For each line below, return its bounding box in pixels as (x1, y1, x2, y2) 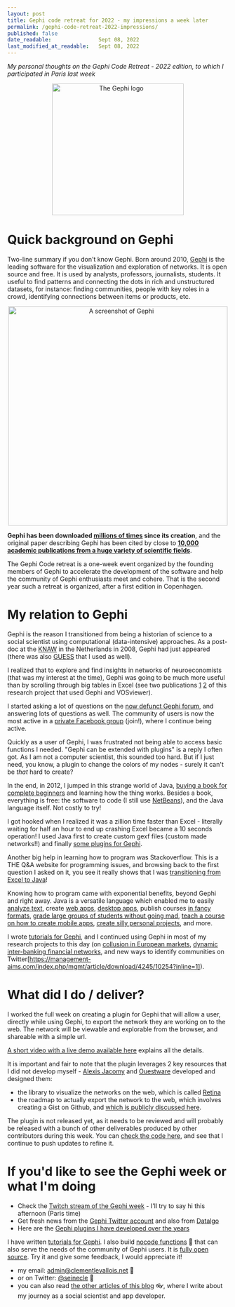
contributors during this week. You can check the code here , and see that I (7, 1131, 223, 1140)
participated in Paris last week (7, 69, 96, 78)
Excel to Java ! (7, 875, 48, 884)
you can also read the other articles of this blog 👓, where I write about (17, 1281, 223, 1289)
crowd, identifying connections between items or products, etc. (7, 292, 191, 300)
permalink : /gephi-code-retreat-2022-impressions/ (7, 23, 159, 30)
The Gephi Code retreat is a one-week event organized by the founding (7, 559, 214, 568)
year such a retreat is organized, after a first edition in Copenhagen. (7, 582, 203, 590)
